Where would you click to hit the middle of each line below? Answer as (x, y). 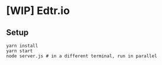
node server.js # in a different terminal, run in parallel (82, 56)
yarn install (22, 46)
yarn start (20, 51)
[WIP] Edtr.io (38, 11)
